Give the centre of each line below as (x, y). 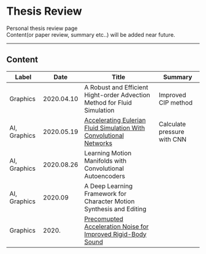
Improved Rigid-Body (116, 234)
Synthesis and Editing (116, 209)
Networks (98, 143)
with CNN (173, 139)
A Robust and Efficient (116, 87)
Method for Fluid (108, 102)
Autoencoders (105, 176)
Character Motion (109, 201)
